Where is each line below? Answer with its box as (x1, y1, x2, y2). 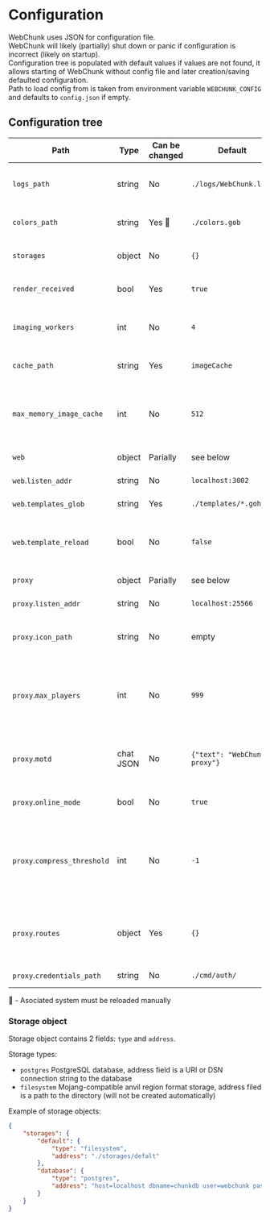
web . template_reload (12, 536, 89, 548)
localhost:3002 (190, 476, 249, 485)
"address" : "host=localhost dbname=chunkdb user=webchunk (51, 1182, 250, 1190)
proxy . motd (12, 752, 52, 764)
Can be (152, 139, 181, 151)
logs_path (12, 179, 50, 189)
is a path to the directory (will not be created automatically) (19, 1091, 216, 1101)
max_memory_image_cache (12, 409, 104, 418)
